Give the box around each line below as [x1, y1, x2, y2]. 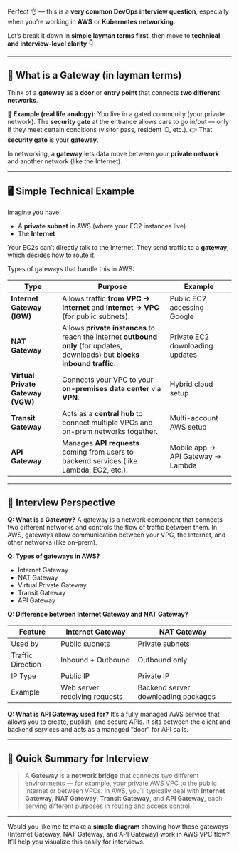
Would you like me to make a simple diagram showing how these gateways [7, 822, 229, 831]
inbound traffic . [62, 358, 116, 368]
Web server [60, 682, 100, 692]
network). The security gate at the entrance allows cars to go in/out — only [7, 117, 230, 126]
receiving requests [60, 692, 123, 702]
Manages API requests [62, 438, 140, 448]
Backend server [137, 682, 191, 692]
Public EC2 [169, 293, 207, 303]
